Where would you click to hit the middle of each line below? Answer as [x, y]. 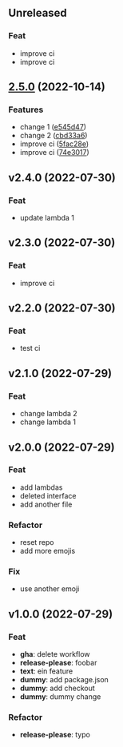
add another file [46, 504]
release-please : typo [55, 735]
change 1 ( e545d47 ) [53, 127]
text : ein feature [46, 671]
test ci [30, 348]
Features [26, 109]
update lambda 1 [47, 218]
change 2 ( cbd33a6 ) [54, 136]
